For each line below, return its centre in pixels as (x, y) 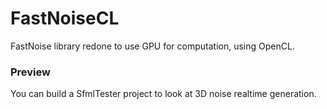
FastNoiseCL (65, 18)
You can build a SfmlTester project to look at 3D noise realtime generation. (163, 94)
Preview (30, 72)
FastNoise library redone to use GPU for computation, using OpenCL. (152, 46)
